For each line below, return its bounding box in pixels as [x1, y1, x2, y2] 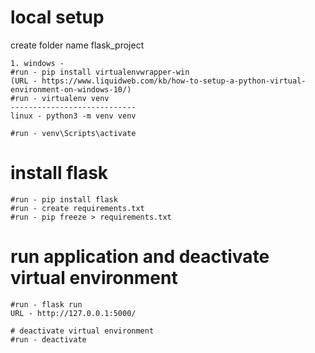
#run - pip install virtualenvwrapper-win [10, 67, 190, 77]
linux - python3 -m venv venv [10, 111, 137, 121]
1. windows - [10, 58, 65, 68]
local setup [10, 6, 105, 29]
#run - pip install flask [10, 194, 118, 205]
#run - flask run [10, 299, 83, 310]
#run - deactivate [10, 334, 87, 345]
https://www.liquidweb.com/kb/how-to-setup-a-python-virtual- [41, 76, 307, 86]
